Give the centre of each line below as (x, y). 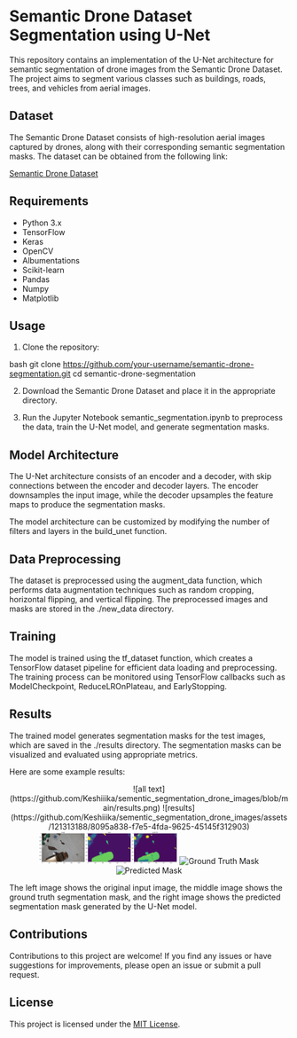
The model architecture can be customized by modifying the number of (140, 522)
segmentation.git (40, 374)
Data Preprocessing (65, 559)
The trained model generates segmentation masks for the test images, (137, 735)
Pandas (36, 279)
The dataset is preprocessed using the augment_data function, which (136, 580)
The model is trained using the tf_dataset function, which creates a (131, 657)
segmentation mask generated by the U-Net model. (103, 906)
